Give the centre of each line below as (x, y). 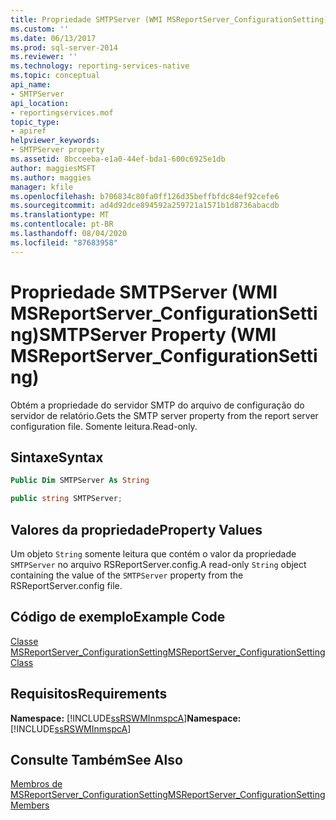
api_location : (40, 103)
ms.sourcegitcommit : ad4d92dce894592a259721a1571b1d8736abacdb (145, 206)
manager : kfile (42, 187)
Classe (24, 641)
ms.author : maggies (51, 177)
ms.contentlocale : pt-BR (62, 224)
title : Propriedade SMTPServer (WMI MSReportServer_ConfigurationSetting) (169, 19)
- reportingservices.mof (62, 112)
